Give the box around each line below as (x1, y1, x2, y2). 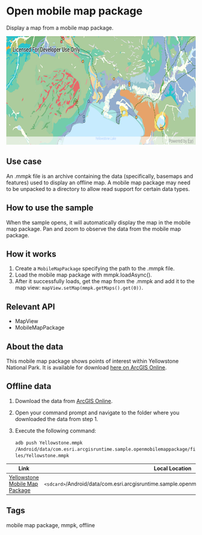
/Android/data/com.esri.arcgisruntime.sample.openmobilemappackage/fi (14, 446, 196, 452)
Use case (6, 157, 42, 167)
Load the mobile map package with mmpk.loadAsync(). (14, 271, 152, 278)
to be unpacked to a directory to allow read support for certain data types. (6, 185, 191, 192)
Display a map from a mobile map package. (6, 24, 114, 31)
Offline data (6, 381, 52, 392)
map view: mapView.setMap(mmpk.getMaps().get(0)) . (14, 284, 143, 292)
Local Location (153, 465, 192, 472)
